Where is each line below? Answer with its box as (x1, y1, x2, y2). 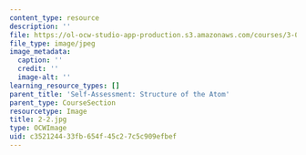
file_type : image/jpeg (9, 38, 96, 48)
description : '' (9, 22, 71, 31)
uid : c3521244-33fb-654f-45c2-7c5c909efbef (9, 132, 178, 141)
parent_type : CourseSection (9, 98, 117, 108)
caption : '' (17, 56, 64, 65)
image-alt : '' (17, 73, 71, 82)
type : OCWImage (9, 124, 67, 133)
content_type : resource (9, 13, 100, 23)
